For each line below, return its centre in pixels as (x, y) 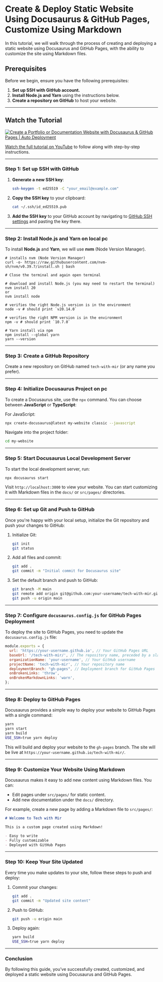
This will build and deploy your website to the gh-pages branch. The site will (80, 747)
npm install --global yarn (32, 335)
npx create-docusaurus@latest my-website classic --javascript (70, 423)
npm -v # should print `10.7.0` (38, 322)
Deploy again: (26, 928)
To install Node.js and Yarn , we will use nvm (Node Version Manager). (75, 249)
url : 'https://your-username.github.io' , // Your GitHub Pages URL (79, 651)
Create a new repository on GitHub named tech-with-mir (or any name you (80, 366)
